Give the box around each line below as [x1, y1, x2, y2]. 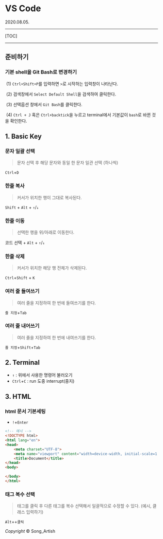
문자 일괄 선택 [5, 148, 35, 154]
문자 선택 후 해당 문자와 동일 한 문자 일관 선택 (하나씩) [16, 160, 118, 166]
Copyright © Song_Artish [5, 528, 56, 534]
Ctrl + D [5, 169, 19, 175]
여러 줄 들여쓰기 [5, 288, 40, 295]
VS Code [5, 3, 41, 14]
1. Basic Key [5, 132, 42, 141]
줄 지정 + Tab [5, 310, 27, 316]
